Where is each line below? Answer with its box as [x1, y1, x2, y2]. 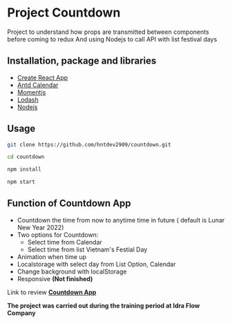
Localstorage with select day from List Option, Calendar [17, 260, 176, 268]
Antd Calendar [17, 81, 59, 89]
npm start [7, 178, 36, 186]
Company [7, 309, 36, 317]
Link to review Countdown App [7, 288, 97, 296]
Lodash [17, 95, 39, 104]
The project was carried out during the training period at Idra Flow [7, 301, 200, 309]
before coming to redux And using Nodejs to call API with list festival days [7, 35, 217, 43]
